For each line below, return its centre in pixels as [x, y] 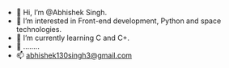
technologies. [39, 29]
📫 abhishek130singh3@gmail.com [74, 55]
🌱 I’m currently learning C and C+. [73, 38]
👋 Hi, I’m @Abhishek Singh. [61, 12]
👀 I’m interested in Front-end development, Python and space [119, 21]
